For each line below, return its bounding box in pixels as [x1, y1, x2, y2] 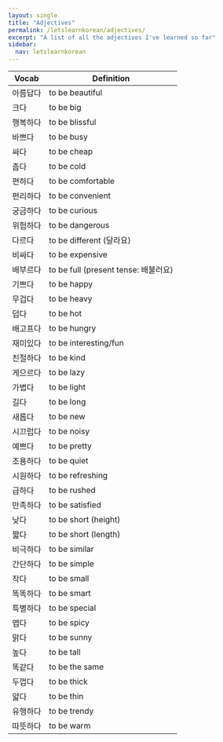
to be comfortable [48, 176, 115, 186]
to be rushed [48, 484, 96, 495]
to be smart [48, 588, 92, 598]
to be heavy [48, 294, 93, 304]
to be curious [48, 205, 98, 216]
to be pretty [48, 440, 92, 451]
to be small [48, 573, 90, 583]
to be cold [48, 161, 86, 171]
